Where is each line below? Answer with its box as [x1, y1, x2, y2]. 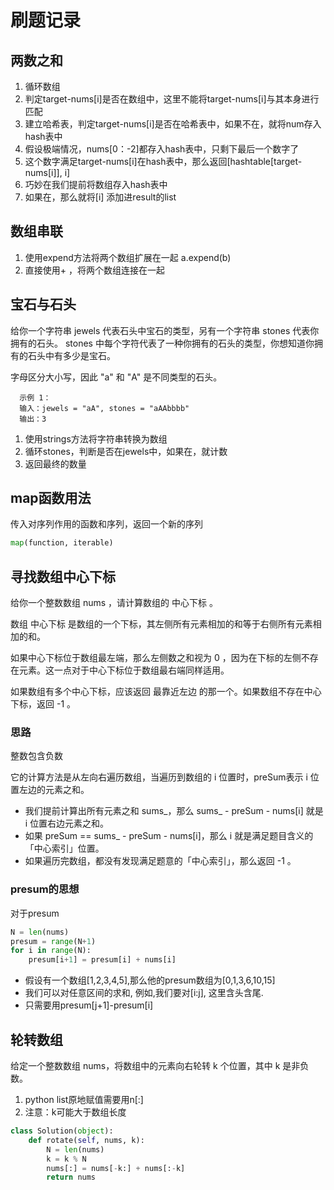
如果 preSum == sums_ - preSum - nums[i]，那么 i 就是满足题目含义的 [24, 830, 314, 842]
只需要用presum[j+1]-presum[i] [24, 999, 154, 1011]
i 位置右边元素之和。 [24, 817, 110, 830]
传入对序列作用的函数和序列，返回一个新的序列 [10, 518, 203, 530]
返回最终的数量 [24, 457, 87, 470]
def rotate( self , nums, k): [28, 1135, 145, 1145]
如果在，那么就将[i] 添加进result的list [24, 191, 177, 203]
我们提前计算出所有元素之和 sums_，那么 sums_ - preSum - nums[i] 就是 [24, 805, 324, 817]
